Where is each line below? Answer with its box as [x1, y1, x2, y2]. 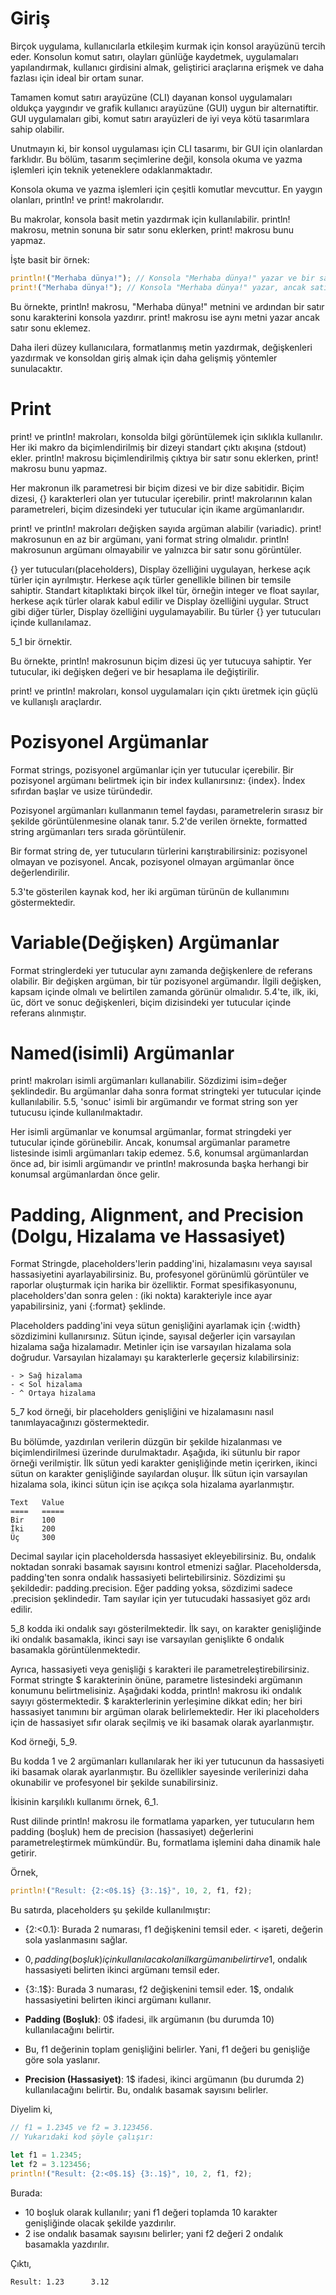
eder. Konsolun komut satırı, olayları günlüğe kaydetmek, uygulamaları [10, 50, 299, 62]
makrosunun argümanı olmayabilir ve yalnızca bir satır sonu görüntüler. [10, 543, 302, 556]
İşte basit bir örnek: [10, 253, 90, 266]
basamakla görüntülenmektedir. [10, 1644, 141, 1656]
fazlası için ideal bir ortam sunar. [10, 72, 144, 84]
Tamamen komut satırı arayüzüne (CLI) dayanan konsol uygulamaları [10, 91, 293, 103]
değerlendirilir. [10, 866, 70, 878]
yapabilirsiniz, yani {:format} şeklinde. [10, 1300, 166, 1312]
